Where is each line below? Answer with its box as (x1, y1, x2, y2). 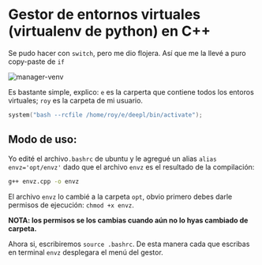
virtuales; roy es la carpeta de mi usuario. (8, 95, 144, 105)
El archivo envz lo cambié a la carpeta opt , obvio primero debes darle (8, 192, 233, 201)
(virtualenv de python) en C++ (8, 22, 211, 40)
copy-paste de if (8, 57, 65, 66)
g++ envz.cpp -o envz (8, 177, 80, 185)
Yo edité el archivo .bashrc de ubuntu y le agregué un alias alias (8, 154, 217, 163)
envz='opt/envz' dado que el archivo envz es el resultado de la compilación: (8, 162, 255, 171)
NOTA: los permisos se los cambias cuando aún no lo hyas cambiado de (8, 215, 249, 225)
